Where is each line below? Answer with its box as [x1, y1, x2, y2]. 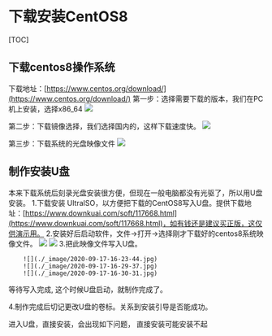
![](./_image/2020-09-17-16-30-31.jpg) [23, 269, 158, 277]
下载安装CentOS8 [8, 7, 128, 26]
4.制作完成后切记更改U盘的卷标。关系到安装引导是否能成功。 [8, 302, 213, 312]
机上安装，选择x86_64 [8, 103, 83, 114]
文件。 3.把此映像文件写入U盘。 [15, 238, 142, 248]
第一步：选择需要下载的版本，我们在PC [132, 94, 264, 103]
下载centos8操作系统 [8, 60, 115, 74]
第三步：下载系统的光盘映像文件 [8, 138, 115, 148]
